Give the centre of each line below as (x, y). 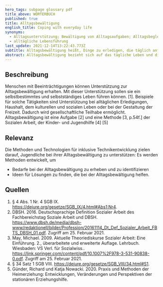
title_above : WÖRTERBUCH (30, 14)
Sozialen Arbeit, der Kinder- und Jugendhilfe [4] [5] (57, 123)
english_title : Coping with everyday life (49, 28)
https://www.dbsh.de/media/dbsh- (47, 222)
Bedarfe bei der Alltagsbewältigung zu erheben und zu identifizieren (80, 169)
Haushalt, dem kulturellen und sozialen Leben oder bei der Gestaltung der (79, 107)
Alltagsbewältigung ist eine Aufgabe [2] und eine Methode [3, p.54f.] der (78, 117)
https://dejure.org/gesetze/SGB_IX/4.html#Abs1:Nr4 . (65, 207)
